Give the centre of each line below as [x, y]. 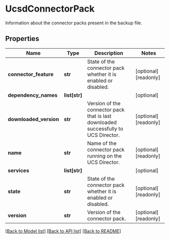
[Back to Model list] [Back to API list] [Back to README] [63, 231]
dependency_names [33, 95]
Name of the [102, 143]
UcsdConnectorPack [50, 9]
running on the [104, 156]
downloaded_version [33, 119]
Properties [22, 39]
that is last [99, 116]
